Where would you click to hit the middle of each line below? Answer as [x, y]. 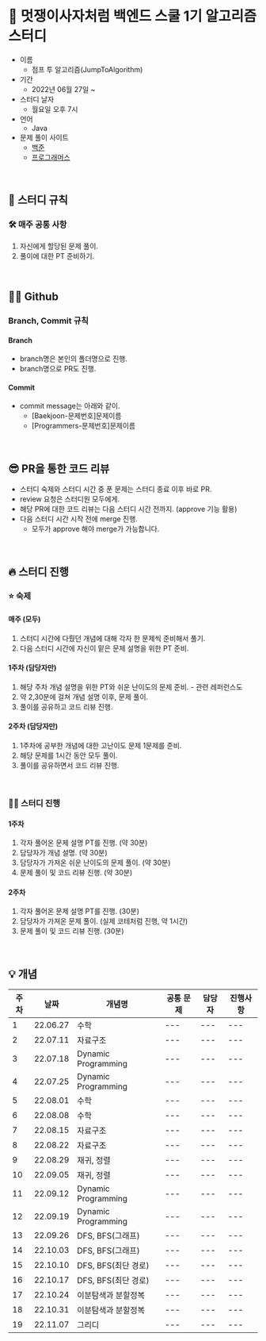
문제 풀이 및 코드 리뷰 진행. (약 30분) [76, 873]
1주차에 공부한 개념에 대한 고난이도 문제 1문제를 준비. [101, 746]
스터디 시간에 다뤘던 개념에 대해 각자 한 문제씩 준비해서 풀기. [112, 638]
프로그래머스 [51, 157]
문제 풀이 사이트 [44, 137]
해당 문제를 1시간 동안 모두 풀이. [68, 755]
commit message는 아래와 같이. [70, 406]
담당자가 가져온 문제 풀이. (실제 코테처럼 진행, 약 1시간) [104, 921]
